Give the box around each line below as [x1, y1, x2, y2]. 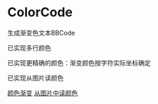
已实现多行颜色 [7, 43, 51, 52]
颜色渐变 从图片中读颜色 [7, 88, 78, 97]
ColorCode [7, 4, 73, 21]
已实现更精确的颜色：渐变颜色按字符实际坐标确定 [7, 58, 151, 67]
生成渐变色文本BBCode [7, 28, 75, 37]
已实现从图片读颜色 [7, 74, 64, 82]
